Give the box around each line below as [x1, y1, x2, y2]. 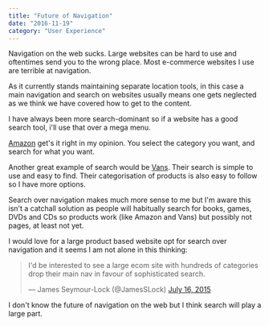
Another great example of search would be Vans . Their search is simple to [8, 163, 254, 172]
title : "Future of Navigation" [8, 11, 113, 20]
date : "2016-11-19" [8, 19, 74, 27]
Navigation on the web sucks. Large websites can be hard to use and [8, 49, 237, 59]
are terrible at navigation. [8, 66, 92, 76]
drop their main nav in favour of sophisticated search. [27, 269, 206, 279]
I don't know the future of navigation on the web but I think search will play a [8, 300, 262, 310]
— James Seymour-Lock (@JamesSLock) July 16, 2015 [27, 285, 211, 295]
